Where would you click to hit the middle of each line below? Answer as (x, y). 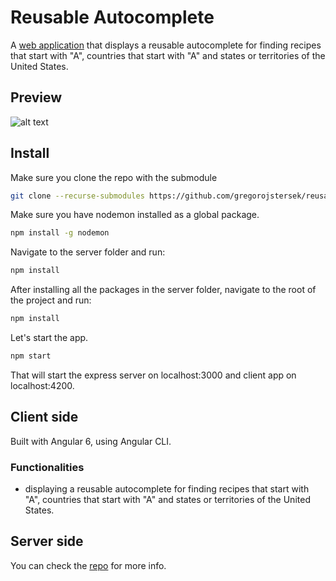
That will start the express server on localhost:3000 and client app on (153, 375)
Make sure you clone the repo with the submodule (114, 177)
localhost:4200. (42, 385)
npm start (31, 356)
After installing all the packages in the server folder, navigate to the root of (163, 290)
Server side (47, 541)
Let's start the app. (49, 338)
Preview (36, 97)
